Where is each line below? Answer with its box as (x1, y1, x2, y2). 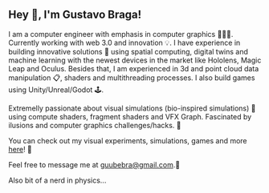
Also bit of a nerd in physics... (8, 175, 107, 185)
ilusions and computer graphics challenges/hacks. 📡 (8, 120, 181, 130)
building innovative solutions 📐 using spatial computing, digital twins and (8, 46, 249, 56)
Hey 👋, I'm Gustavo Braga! (8, 8, 142, 22)
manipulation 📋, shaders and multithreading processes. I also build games (8, 73, 255, 82)
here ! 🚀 (8, 144, 32, 154)
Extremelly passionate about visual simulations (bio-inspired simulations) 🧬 (8, 103, 256, 113)
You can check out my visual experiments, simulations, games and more (8, 135, 247, 145)
